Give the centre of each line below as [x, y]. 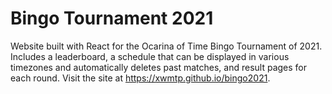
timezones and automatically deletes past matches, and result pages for [159, 67]
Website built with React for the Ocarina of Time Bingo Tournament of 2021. [166, 46]
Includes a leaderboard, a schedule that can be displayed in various [150, 56]
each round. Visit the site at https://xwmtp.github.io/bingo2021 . [140, 78]
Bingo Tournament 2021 [112, 18]
